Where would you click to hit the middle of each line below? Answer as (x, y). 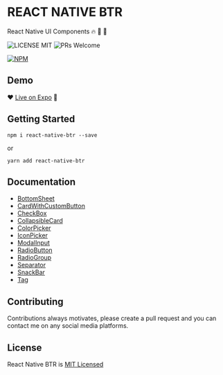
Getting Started (41, 119)
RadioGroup (34, 258)
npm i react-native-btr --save (52, 135)
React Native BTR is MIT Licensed (55, 364)
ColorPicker (34, 228)
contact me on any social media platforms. (68, 326)
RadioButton (35, 250)
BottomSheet (36, 199)
